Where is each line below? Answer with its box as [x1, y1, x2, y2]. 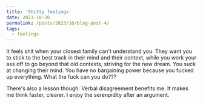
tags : [6, 25, 20, 32]
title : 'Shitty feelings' [6, 8, 72, 15]
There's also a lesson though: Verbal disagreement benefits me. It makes [6, 85, 189, 92]
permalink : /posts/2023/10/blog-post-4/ [6, 20, 110, 26]
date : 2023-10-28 [6, 14, 50, 20]
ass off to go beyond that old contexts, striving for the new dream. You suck [6, 61, 196, 68]
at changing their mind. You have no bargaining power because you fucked [6, 67, 194, 74]
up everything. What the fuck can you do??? [6, 73, 117, 81]
